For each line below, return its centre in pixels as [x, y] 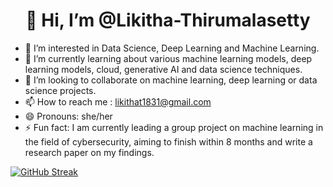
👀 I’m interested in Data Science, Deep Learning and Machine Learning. [172, 48]
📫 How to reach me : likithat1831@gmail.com [118, 101]
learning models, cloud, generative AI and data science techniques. [163, 69]
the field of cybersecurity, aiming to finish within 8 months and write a [168, 141]
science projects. [60, 90]
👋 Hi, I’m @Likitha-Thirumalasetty [168, 20]
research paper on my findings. [89, 152]
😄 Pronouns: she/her [68, 116]
